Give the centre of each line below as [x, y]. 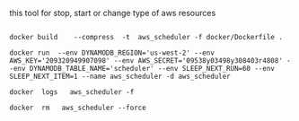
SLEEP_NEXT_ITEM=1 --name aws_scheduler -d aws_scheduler [120, 76]
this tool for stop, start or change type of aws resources [113, 13]
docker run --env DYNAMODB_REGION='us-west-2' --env [112, 53]
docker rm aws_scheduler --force [78, 108]
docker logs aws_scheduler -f [72, 92]
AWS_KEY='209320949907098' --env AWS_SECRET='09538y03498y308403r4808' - [150, 61]
